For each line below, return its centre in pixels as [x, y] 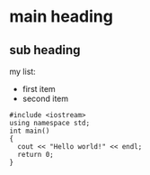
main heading [62, 17]
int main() [30, 131]
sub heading [45, 50]
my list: [22, 71]
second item [45, 98]
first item [39, 89]
